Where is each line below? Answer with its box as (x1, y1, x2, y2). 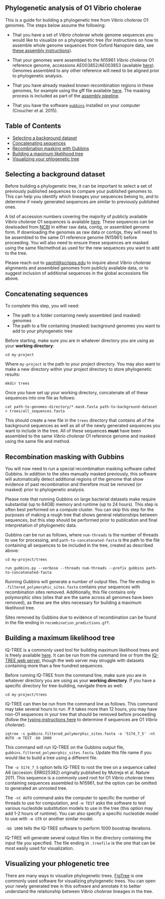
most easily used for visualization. (5, 845, 74, 851)
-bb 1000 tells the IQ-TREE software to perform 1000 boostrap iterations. (5, 825, 152, 831)
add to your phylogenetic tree (12, 328, 73, 334)
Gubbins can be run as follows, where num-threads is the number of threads (5, 532, 159, 538)
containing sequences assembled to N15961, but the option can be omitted (5, 780, 157, 786)
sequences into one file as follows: (5, 395, 75, 401)
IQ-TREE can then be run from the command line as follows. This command (5, 700, 158, 706)
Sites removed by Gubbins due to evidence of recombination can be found (5, 614, 157, 620)
